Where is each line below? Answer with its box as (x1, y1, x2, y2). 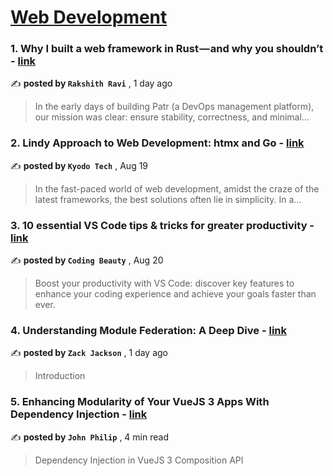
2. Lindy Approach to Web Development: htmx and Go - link (10, 136, 305, 150)
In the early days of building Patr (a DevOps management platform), (34, 101, 315, 113)
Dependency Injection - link (10, 407, 148, 421)
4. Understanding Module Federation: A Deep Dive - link (10, 324, 287, 337)
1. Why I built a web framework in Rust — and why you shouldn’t (10, 42, 324, 56)
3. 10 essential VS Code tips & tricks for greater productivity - (10, 218, 315, 232)
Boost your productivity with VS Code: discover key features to (34, 277, 295, 290)
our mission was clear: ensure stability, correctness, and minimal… (34, 111, 310, 123)
